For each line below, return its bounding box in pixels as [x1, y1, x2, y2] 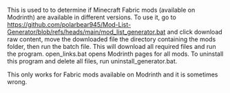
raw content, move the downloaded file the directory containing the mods [7, 35, 216, 43]
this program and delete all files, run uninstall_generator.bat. [7, 57, 178, 65]
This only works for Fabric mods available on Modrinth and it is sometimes [7, 70, 218, 79]
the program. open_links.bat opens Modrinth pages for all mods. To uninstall [7, 50, 224, 58]
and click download [167, 28, 222, 36]
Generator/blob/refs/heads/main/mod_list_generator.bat [7, 28, 166, 36]
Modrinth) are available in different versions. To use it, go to [7, 13, 177, 21]
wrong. [7, 78, 28, 85]
